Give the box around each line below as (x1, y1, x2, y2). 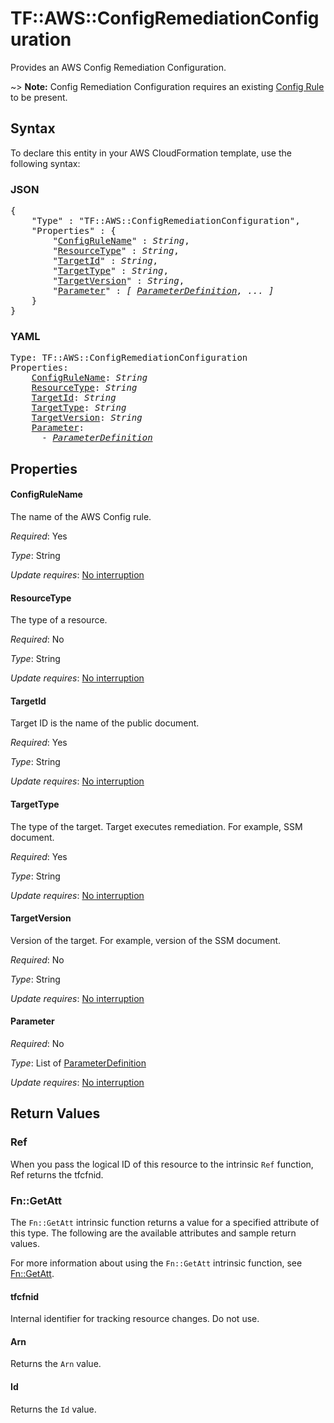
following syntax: (10, 157, 81, 169)
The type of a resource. (10, 614, 108, 626)
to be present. (10, 91, 68, 103)
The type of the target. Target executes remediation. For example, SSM (10, 820, 303, 832)
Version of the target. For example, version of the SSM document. (10, 934, 282, 946)
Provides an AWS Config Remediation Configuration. (10, 61, 227, 73)
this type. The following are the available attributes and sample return (10, 1227, 297, 1239)
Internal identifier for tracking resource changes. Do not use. (10, 1313, 260, 1325)
